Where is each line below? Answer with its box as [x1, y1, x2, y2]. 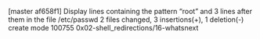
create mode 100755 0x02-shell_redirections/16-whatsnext [8, 23, 199, 32]
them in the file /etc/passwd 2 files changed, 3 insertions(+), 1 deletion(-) [8, 15, 244, 24]
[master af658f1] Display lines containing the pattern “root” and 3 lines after [8, 7, 253, 16]
